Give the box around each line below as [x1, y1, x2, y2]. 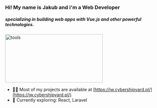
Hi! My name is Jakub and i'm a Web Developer [5, 4, 120, 11]
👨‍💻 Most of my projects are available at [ [12, 86, 95, 92]
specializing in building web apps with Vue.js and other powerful [5, 16, 142, 22]
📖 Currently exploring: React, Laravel [12, 97, 87, 103]
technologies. [5, 21, 35, 27]
